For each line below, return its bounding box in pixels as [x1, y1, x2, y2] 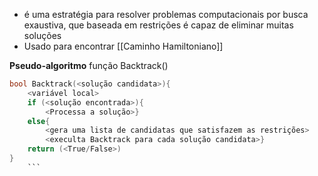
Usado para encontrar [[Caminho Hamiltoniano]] [23, 40, 224, 52]
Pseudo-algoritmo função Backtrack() [9, 60, 169, 71]
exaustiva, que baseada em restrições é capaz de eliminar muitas [23, 19, 294, 31]
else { [27, 116, 51, 126]
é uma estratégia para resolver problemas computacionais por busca [23, 9, 309, 20]
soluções [23, 30, 62, 41]
